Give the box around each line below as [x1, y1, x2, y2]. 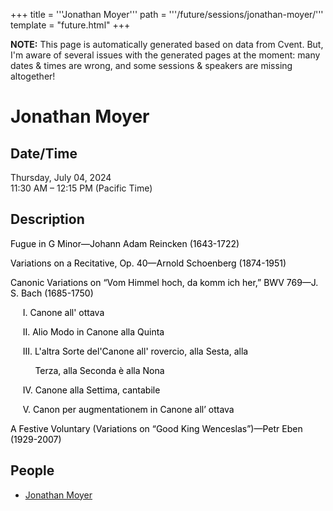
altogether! [10, 70, 56, 82]
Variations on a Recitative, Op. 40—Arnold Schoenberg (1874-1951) [10, 257, 287, 269]
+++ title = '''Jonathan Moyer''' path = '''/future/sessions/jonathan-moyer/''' [10, 9, 324, 20]
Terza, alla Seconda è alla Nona [34, 364, 165, 376]
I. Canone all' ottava [22, 306, 105, 318]
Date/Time [10, 145, 78, 162]
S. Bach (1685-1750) [10, 287, 94, 299]
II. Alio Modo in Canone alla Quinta [22, 325, 165, 338]
